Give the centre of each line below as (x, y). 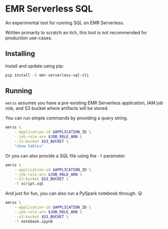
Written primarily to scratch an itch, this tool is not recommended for (76, 32)
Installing (20, 54)
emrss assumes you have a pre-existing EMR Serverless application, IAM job (84, 103)
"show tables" (29, 146)
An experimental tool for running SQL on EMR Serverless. (65, 23)
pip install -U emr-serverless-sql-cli (47, 75)
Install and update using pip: (35, 66)
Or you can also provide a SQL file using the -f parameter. (66, 156)
